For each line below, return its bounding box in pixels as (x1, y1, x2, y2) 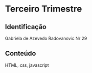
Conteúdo (5, 49, 36, 58)
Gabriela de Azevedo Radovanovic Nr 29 (5, 35, 87, 41)
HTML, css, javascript (5, 62, 49, 68)
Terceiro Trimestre (5, 3, 82, 15)
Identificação (5, 23, 46, 31)
